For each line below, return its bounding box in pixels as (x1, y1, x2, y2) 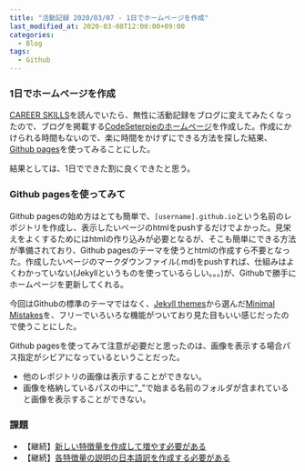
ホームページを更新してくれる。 (9, 278, 129, 289)
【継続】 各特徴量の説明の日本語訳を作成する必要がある (22, 452, 230, 463)
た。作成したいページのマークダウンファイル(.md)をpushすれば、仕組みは (9, 256, 287, 266)
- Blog (17, 38, 43, 48)
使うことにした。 (16, 320, 82, 332)
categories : (9, 30, 55, 39)
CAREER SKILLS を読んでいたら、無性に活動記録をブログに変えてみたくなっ (9, 110, 292, 121)
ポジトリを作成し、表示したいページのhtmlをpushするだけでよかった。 (9, 222, 276, 233)
